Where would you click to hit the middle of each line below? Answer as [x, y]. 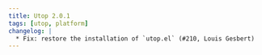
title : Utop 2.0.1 [39, 16]
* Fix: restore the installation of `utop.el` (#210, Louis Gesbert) [135, 38]
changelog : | [30, 31]
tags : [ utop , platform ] [49, 23]
